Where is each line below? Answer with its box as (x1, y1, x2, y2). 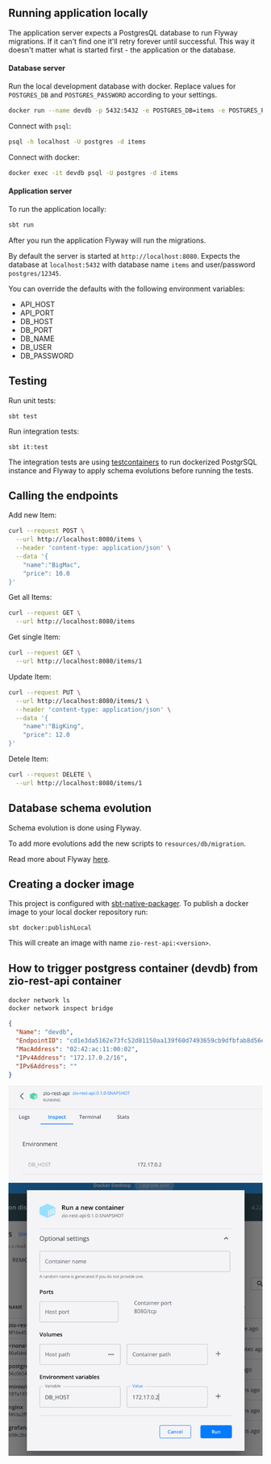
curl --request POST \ (8, 527, 85, 535)
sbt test (8, 412, 38, 420)
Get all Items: (8, 593, 52, 602)
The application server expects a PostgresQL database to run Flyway (8, 27, 238, 37)
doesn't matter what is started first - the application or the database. (8, 44, 236, 55)
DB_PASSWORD (19, 351, 74, 360)
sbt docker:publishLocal (8, 924, 92, 932)
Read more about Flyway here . (8, 854, 110, 863)
